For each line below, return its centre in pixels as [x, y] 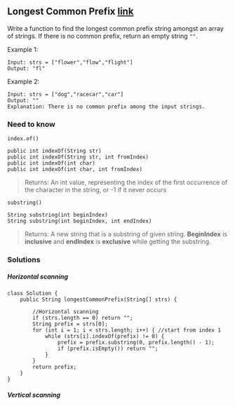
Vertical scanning [34, 395]
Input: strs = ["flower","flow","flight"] [70, 62]
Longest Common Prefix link [70, 12]
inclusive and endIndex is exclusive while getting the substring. [118, 242]
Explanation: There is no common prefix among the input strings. [106, 107]
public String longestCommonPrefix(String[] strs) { [99, 299]
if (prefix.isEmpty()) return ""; [108, 349]
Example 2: [23, 81]
